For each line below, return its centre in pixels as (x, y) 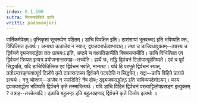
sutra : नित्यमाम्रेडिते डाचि (30, 17)
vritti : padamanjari (32, 23)
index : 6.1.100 (25, 12)
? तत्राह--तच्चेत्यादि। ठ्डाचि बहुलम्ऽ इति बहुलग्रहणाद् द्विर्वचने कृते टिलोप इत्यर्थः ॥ (82, 93)
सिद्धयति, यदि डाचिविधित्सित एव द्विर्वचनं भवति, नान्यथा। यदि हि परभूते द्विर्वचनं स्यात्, (84, 67)
